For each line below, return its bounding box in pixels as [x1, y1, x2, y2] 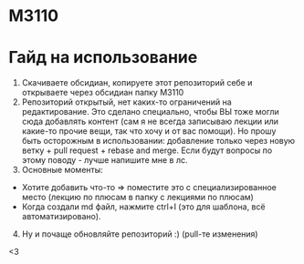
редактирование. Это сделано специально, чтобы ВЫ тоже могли [21, 107, 279, 117]
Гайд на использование [8, 47, 198, 68]
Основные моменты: [21, 165, 104, 176]
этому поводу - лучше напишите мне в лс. [21, 155, 188, 166]
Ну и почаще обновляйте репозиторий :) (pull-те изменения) [21, 228, 258, 239]
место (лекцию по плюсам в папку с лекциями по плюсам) [21, 192, 255, 203]
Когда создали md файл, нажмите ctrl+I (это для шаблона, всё [21, 201, 266, 212]
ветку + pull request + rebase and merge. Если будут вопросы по [21, 145, 273, 156]
